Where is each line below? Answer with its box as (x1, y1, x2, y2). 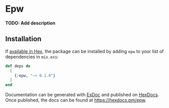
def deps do (5, 63, 30, 69)
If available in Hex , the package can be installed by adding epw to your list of (5, 48, 164, 54)
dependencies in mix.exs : (5, 53, 59, 60)
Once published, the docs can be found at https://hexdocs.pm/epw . (5, 97, 147, 103)
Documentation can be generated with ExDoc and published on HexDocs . (5, 92, 159, 98)
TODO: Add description (5, 20, 56, 26)
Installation (5, 35, 42, 43)
